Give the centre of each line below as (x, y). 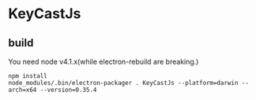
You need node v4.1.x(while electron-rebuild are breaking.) (104, 61)
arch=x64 (23, 90)
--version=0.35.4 (68, 90)
